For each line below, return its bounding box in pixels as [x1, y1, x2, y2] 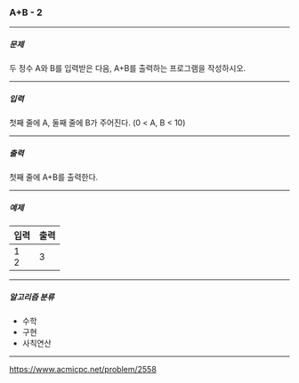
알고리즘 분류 [9, 291, 55, 302]
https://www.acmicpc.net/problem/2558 [9, 364, 158, 375]
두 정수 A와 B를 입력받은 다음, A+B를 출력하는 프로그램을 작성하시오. [9, 63, 246, 74]
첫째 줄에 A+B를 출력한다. [9, 172, 99, 183]
